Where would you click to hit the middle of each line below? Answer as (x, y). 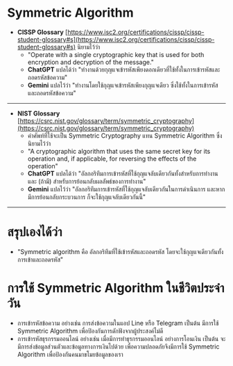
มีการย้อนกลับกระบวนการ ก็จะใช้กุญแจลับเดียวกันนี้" (87, 197)
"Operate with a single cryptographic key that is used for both (116, 54)
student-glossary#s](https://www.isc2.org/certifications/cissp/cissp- (116, 39)
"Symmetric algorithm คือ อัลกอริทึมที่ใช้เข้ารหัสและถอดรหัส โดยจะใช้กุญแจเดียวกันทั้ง (120, 251)
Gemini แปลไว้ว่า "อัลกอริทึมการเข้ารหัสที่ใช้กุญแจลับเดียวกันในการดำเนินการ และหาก (126, 189)
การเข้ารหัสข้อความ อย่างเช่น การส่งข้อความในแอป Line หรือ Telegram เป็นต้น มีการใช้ (118, 323)
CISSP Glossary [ (42, 32)
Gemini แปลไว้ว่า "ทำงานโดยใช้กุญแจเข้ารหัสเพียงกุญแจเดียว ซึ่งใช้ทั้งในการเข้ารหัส (123, 85)
